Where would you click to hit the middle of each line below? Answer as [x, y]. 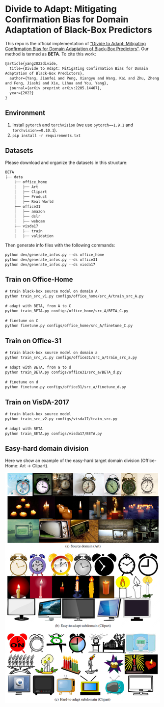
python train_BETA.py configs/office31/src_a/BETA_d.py [63, 372]
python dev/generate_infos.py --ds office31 [51, 259]
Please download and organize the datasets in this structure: [66, 163]
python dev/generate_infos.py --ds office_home [55, 255]
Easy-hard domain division [47, 449]
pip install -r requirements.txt [46, 136]
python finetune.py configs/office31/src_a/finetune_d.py [66, 387]
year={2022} [22, 93]
